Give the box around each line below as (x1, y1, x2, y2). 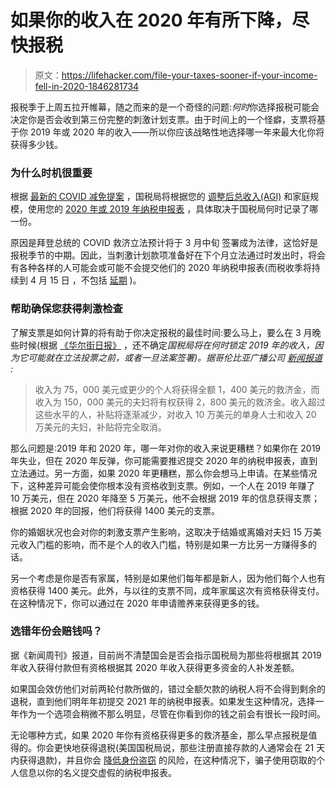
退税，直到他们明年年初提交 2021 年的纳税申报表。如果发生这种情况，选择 (10, 695, 316, 707)
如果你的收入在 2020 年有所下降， (10, 9, 293, 32)
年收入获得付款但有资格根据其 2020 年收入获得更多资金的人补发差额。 (10, 661, 300, 673)
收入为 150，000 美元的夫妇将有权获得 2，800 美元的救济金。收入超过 (34, 396, 326, 408)
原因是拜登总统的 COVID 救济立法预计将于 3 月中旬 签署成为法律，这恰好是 (10, 237, 319, 249)
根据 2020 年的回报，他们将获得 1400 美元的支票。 (10, 504, 220, 516)
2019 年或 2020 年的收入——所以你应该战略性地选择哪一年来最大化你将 (29, 126, 325, 138)
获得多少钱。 (10, 138, 63, 150)
